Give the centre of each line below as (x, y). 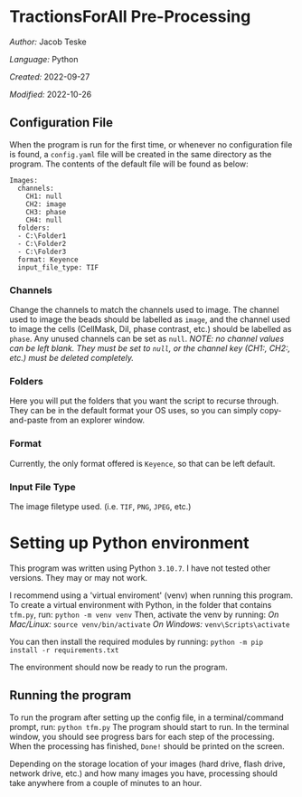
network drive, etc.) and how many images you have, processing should (144, 773)
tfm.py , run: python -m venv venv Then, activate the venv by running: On (144, 614)
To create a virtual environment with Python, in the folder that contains (141, 604)
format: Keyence (48, 260)
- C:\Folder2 (42, 243)
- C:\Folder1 (42, 236)
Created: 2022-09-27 (50, 76)
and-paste (28, 420)
